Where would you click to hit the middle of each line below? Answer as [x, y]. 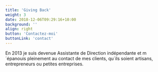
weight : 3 [16, 15]
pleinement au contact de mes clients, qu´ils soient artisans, [90, 58]
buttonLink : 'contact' [29, 39]
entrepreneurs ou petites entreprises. [45, 64]
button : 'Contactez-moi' [32, 34]
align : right [19, 29]
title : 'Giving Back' [28, 10]
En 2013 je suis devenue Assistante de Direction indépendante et [73, 53]
